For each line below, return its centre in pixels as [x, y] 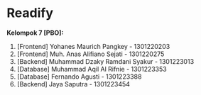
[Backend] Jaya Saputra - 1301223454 [74, 84]
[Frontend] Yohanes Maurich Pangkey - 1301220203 [93, 46]
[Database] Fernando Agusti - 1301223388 [79, 77]
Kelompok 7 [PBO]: [35, 33]
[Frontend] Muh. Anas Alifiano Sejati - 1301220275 [91, 54]
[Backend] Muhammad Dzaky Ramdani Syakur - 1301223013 [105, 61]
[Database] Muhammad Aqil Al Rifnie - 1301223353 [92, 69]
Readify [30, 13]
